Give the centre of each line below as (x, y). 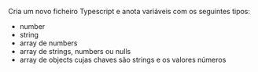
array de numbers (48, 43)
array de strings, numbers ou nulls (75, 51)
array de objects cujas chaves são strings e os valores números (123, 59)
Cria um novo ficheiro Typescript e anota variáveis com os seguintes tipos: (129, 11)
